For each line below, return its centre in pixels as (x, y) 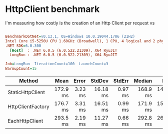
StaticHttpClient (26, 92)
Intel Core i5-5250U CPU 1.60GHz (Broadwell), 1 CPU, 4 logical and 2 (80, 41)
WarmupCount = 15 (21, 69)
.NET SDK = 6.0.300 (23, 46)
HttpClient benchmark (52, 9)
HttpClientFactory (28, 107)
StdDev (100, 81)
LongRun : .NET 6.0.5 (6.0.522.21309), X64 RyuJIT (63, 55)
